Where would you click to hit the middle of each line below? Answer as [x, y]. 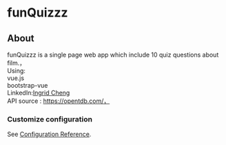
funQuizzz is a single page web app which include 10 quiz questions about [113, 55]
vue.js [16, 78]
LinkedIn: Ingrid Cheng [39, 93]
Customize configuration [50, 119]
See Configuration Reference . [49, 134]
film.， [17, 63]
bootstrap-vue [28, 85]
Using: [17, 71]
